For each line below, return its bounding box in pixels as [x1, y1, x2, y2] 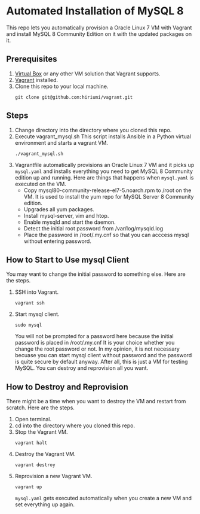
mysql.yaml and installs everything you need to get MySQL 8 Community [14, 168, 193, 175]
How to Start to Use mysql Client [6, 254, 130, 264]
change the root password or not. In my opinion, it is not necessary [14, 345, 180, 352]
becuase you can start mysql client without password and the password [14, 352, 192, 359]
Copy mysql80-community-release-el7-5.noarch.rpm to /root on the [23, 187, 192, 194]
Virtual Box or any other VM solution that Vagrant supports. [14, 70, 161, 77]
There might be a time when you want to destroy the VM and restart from [6, 398, 186, 405]
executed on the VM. [14, 180, 67, 187]
